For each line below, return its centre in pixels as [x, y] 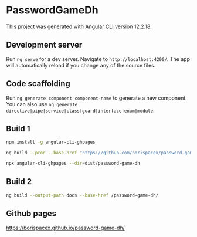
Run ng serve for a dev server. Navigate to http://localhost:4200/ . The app [98, 59]
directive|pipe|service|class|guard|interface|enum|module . [80, 110]
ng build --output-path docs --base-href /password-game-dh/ [82, 195]
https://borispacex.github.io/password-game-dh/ [65, 228]
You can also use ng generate [42, 104]
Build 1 [18, 129]
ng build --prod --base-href [42, 153]
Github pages [31, 214]
